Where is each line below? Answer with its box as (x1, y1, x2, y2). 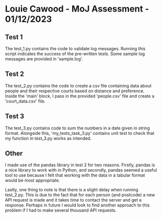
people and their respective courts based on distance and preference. (5, 88, 145, 94)
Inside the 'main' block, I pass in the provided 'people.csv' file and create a (5, 93, 155, 99)
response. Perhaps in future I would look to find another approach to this (5, 202, 150, 208)
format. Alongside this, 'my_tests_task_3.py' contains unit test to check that (5, 130, 155, 136)
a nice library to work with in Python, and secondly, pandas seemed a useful (5, 167, 157, 173)
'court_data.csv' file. (5, 98, 46, 104)
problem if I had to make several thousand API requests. (5, 207, 117, 213)
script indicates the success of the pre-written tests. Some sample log (5, 51, 145, 57)
